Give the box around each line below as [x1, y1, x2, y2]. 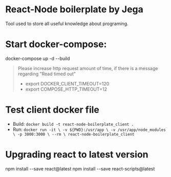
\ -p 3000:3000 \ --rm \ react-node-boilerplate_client [12, 131, 135, 137]
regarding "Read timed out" [17, 71, 76, 77]
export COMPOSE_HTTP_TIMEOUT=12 [25, 86, 108, 92]
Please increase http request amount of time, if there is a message [17, 65, 158, 71]
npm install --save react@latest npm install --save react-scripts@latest [5, 165, 155, 172]
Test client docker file [5, 104, 100, 116]
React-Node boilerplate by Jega [5, 4, 143, 15]
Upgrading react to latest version [5, 149, 148, 160]
